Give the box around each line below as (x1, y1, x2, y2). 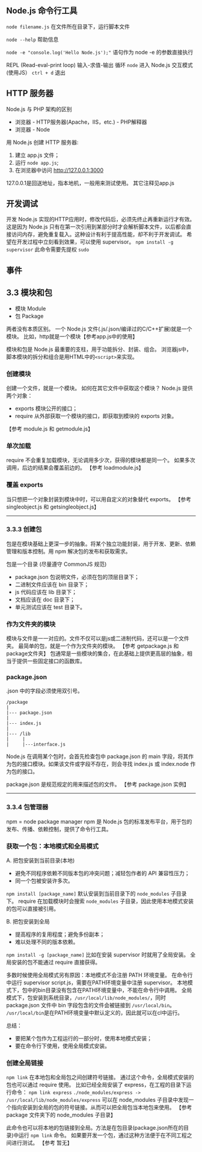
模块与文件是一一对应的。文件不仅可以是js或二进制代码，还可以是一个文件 (6, 635, 189, 642)
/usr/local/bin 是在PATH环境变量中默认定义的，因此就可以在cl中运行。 (6, 1009, 183, 1016)
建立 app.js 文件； (14, 151, 60, 159)
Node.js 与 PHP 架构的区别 (6, 105, 72, 113)
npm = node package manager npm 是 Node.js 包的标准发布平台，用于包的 (6, 818, 192, 825)
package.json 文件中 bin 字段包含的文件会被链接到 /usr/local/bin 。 (6, 1002, 176, 1009)
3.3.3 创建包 (6, 525, 42, 534)
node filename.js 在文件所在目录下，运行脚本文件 (6, 23, 130, 30)
